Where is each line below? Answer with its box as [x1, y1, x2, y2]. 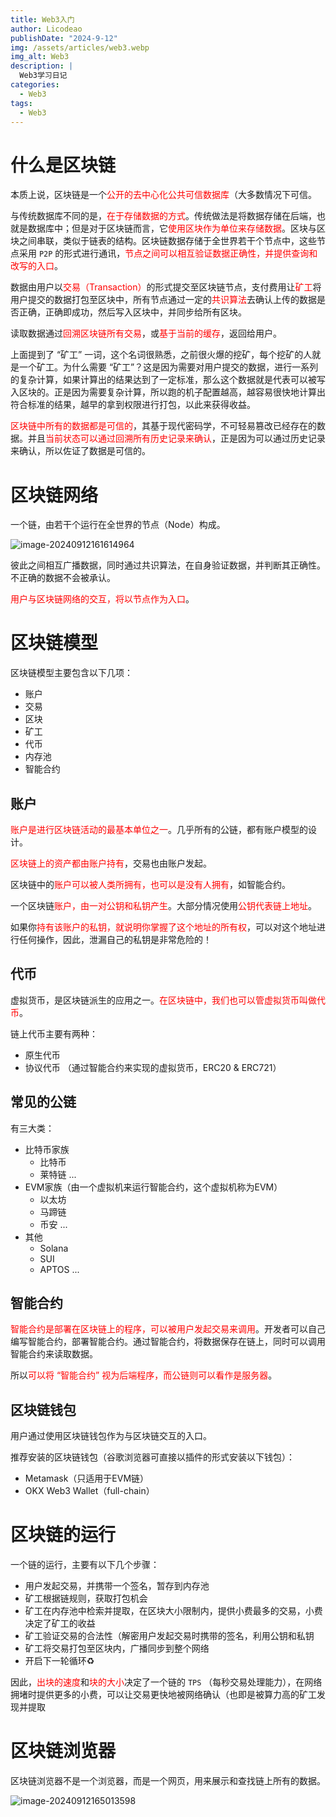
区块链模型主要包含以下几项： [10, 667, 133, 679]
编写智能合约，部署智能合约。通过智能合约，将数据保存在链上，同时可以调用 [10, 1336, 326, 1348]
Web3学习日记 [19, 71, 68, 81]
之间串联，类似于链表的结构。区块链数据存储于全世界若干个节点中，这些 [18, 235, 317, 247]
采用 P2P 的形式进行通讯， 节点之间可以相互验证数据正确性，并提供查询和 [18, 247, 318, 260]
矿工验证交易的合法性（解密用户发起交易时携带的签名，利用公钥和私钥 [24, 1630, 315, 1642]
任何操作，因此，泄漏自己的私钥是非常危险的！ [18, 934, 212, 945]
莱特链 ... [39, 1168, 77, 1180]
